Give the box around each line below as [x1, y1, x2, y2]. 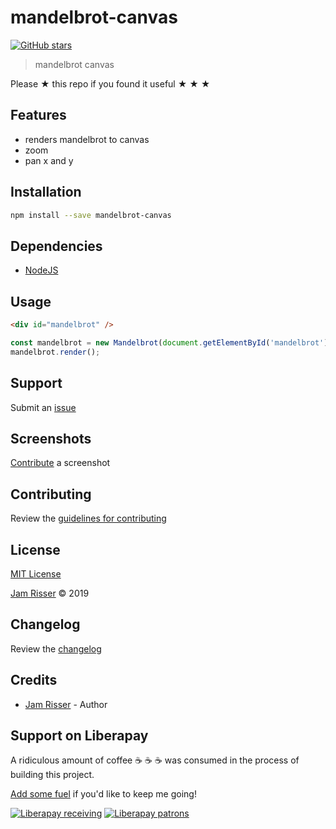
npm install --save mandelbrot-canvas [10, 210, 172, 220]
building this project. [10, 769, 95, 781]
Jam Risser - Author [24, 698, 108, 710]
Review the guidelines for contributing [10, 512, 167, 525]
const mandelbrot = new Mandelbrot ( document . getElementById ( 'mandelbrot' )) [10, 337, 333, 348]
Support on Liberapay [10, 727, 149, 744]
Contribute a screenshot [10, 457, 111, 469]
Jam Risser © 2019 [10, 587, 90, 599]
